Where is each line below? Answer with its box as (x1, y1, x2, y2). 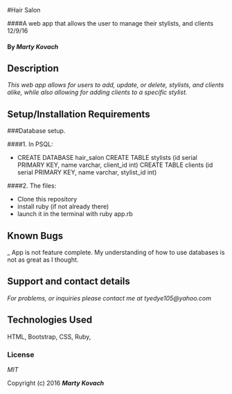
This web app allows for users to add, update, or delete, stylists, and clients (7, 81, 224, 89)
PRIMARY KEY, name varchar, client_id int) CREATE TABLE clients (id (17, 161, 213, 169)
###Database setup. (7, 127, 66, 135)
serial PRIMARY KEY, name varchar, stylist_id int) (17, 168, 157, 177)
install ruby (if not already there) (17, 202, 109, 211)
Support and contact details (7, 276, 130, 287)
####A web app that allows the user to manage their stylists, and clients (7, 19, 213, 27)
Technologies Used (7, 314, 92, 326)
